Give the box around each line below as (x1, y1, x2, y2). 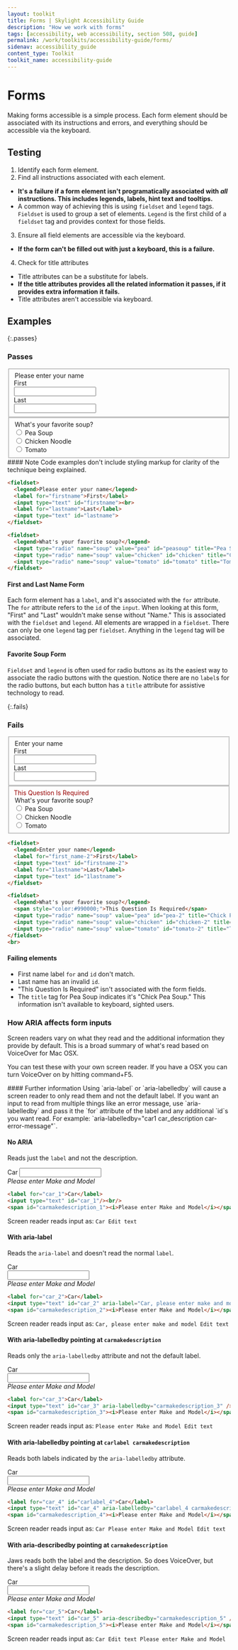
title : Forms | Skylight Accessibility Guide (7, 17, 144, 24)
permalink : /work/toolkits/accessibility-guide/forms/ (7, 37, 173, 44)
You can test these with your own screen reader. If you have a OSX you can (7, 1062, 228, 1071)
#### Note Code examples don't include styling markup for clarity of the (7, 458, 220, 466)
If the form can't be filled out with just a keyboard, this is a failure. (17, 245, 215, 253)
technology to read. (7, 688, 65, 697)
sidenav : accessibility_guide (7, 43, 97, 50)
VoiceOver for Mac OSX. (7, 1049, 79, 1057)
